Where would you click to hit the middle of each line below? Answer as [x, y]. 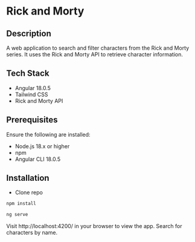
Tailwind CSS [31, 94]
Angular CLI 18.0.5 [38, 159]
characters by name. [32, 233]
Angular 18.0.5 [33, 88]
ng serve [17, 215]
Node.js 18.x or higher [42, 146]
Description [29, 34]
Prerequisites [32, 120]
